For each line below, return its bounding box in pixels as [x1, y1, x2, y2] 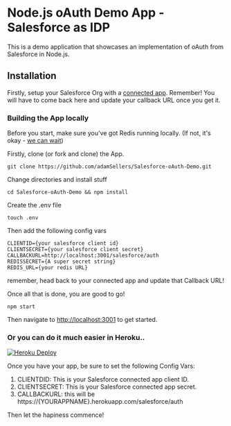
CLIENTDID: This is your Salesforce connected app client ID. [17, 375, 190, 384]
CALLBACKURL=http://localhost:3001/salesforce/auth [7, 252, 159, 259]
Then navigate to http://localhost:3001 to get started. [7, 316, 158, 324]
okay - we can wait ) [7, 137, 64, 145]
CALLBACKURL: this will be [17, 390, 95, 398]
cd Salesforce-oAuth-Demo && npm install [7, 189, 129, 196]
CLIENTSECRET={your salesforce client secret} [7, 246, 144, 253]
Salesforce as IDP [7, 19, 111, 35]
